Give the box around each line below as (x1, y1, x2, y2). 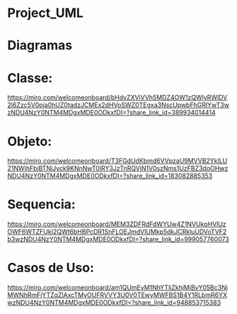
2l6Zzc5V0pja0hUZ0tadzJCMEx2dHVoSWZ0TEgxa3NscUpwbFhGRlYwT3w (7, 101, 230, 109)
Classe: (7, 69, 53, 86)
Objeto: (7, 133, 52, 150)
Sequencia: (7, 196, 76, 213)
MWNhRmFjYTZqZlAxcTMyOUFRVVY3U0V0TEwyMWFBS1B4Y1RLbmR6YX (7, 291, 228, 299)
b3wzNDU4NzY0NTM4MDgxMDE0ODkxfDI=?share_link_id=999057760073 (7, 235, 230, 244)
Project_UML (7, 5, 83, 21)
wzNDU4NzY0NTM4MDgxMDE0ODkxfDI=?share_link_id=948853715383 (7, 298, 221, 307)
